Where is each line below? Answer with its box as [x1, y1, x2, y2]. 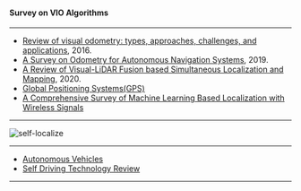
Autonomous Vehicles [21, 153, 104, 165]
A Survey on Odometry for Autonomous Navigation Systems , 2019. [21, 55, 269, 65]
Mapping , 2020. [21, 74, 82, 84]
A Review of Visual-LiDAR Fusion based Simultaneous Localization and [21, 64, 284, 75]
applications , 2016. [21, 45, 92, 56]
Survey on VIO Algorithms [9, 7, 109, 18]
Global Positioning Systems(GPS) [21, 83, 145, 94]
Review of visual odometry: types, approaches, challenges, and [21, 36, 257, 47]
